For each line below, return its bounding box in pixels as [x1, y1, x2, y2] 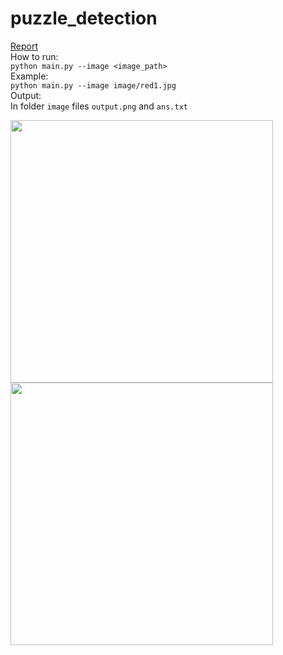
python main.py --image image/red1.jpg [10, 80, 177, 91]
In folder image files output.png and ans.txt [10, 100, 188, 112]
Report [10, 40, 39, 52]
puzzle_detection [10, 7, 158, 30]
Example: [10, 70, 49, 82]
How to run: [10, 50, 59, 62]
